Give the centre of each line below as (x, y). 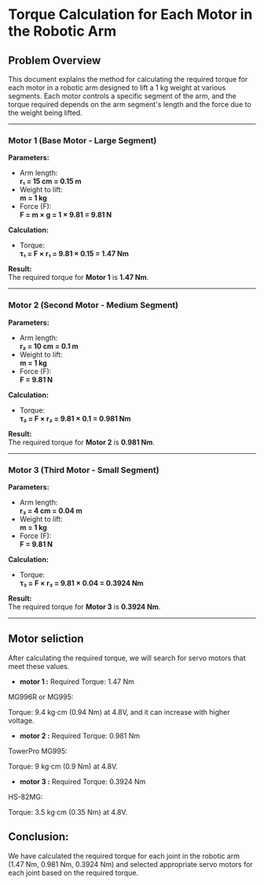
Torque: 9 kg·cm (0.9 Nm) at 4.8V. (63, 766)
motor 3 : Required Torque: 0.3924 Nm (82, 781)
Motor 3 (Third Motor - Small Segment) (84, 470)
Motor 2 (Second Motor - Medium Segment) (93, 305)
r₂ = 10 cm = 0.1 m (49, 346)
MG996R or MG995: (41, 697)
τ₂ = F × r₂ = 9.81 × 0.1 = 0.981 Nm (75, 418)
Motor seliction (46, 639)
